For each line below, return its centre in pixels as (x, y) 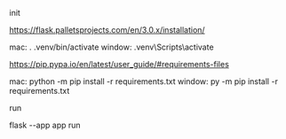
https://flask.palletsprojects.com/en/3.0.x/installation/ (107, 30)
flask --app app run (45, 125)
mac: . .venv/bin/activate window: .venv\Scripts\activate (112, 47)
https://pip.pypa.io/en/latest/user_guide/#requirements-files (119, 64)
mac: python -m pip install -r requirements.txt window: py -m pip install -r (143, 81)
